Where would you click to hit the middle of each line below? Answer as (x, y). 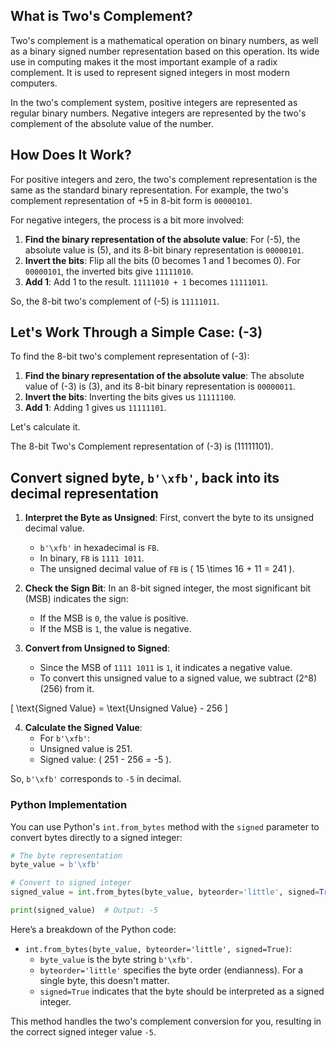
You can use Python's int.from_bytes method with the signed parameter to (165, 826)
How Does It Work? (71, 155)
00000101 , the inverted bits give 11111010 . (109, 271)
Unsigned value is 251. (86, 749)
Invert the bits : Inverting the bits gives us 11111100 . (130, 397)
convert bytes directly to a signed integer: (96, 837)
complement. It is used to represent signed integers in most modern (150, 72)
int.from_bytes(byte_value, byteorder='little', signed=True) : (158, 948)
